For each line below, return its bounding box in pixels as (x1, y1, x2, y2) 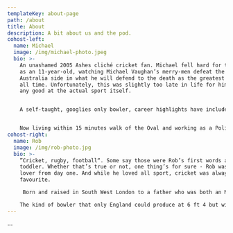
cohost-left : (7, 36, 45, 43)
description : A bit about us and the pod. (7, 29, 132, 37)
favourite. (19, 176, 51, 184)
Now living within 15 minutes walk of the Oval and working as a (19, 125, 213, 132)
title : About (7, 23, 45, 30)
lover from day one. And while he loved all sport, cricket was (19, 170, 209, 177)
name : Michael (13, 42, 54, 49)
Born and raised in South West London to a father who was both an (22, 189, 222, 196)
